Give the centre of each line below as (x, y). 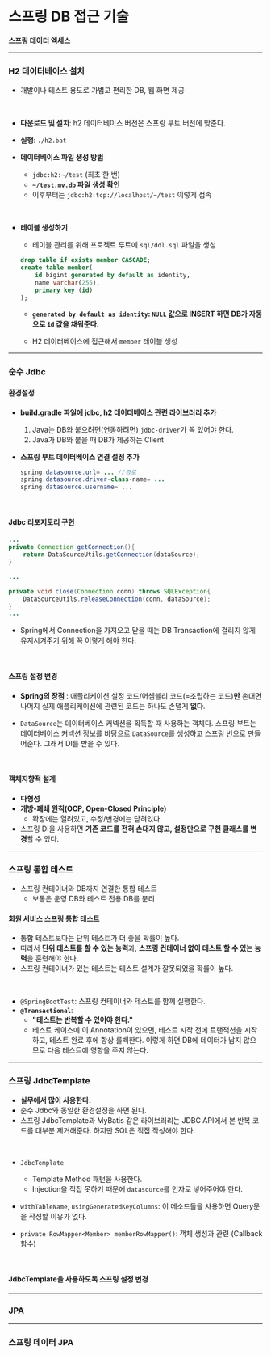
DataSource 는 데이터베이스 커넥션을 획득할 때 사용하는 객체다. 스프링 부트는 (138, 723)
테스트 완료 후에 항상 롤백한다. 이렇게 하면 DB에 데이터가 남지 (146, 1041)
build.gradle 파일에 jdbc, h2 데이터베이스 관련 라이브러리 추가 (118, 412)
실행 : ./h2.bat (43, 140)
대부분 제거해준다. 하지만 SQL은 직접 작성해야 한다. (115, 1130)
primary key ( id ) (64, 290)
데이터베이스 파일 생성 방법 (62, 158)
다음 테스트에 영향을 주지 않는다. (98, 1050)
